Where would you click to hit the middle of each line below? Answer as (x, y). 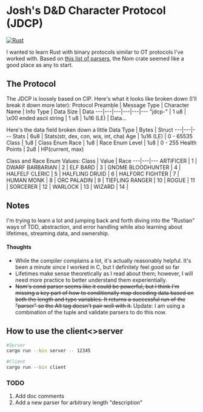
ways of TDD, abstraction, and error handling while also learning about (95, 227)
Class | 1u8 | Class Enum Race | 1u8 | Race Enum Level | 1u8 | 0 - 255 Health (101, 143)
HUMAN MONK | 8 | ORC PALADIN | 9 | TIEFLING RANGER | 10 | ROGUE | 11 (101, 180)
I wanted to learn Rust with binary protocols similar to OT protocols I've (95, 52)
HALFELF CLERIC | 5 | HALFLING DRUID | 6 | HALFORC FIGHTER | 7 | (93, 174)
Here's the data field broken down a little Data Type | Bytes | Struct (90, 130)
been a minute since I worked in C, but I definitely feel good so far (97, 267)
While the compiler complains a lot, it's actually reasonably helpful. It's (103, 260)
